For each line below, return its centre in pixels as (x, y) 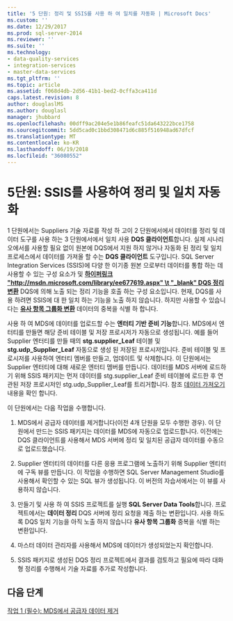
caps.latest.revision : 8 (43, 98)
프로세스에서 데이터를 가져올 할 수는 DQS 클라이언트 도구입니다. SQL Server (111, 256)
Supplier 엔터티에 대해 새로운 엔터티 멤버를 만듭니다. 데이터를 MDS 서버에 (107, 366)
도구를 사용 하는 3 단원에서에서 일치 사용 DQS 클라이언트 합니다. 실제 (113, 239)
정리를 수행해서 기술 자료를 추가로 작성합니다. (86, 568)
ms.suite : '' (26, 46)
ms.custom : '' (28, 20)
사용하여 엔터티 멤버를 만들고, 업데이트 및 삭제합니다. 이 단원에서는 (121, 358)
